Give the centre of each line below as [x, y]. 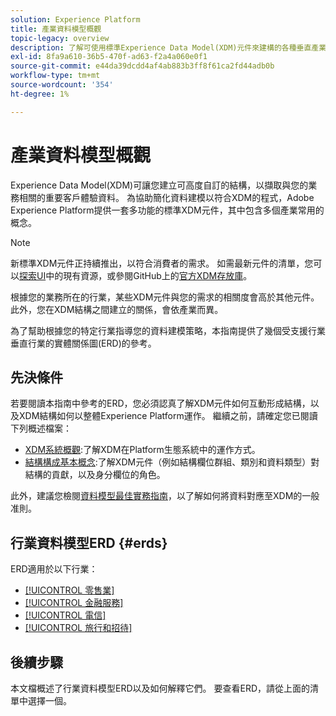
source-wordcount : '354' [62, 85]
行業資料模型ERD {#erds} [89, 542]
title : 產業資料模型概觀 [56, 29]
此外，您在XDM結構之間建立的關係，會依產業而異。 [117, 309]
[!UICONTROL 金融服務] [74, 603]
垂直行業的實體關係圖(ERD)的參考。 [83, 343]
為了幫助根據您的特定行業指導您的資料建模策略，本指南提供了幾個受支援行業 [168, 330]
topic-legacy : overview [60, 38]
